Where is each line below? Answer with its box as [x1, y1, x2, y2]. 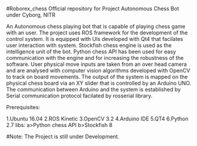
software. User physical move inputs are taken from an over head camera [6, 61, 187, 68]
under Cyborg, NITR [6, 11, 56, 18]
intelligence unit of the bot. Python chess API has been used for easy [6, 48, 176, 55]
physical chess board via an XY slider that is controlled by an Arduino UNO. [6, 80, 192, 87]
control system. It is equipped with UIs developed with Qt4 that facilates [6, 36, 183, 42]
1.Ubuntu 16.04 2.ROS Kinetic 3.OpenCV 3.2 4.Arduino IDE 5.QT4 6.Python [6, 115, 189, 122]
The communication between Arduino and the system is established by [6, 86, 181, 93]
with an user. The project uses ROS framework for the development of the [6, 29, 188, 36]
